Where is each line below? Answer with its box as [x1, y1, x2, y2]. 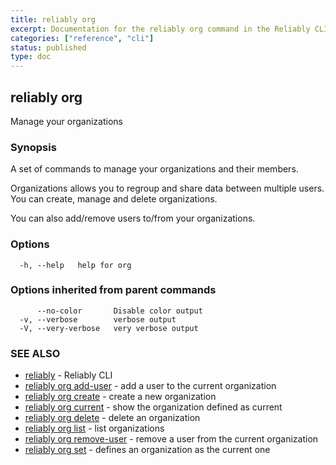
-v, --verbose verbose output [19, 314, 177, 325]
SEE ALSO [10, 346, 61, 360]
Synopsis [10, 140, 57, 154]
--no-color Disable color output [36, 306, 203, 316]
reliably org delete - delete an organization [24, 412, 201, 424]
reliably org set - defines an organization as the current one [24, 444, 271, 456]
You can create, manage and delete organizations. [10, 193, 218, 205]
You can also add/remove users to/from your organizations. [10, 212, 256, 225]
